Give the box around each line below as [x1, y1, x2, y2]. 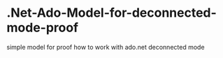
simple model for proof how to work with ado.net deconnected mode [6, 43, 205, 51]
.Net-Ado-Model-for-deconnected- [6, 5, 217, 21]
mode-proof [6, 20, 79, 36]
